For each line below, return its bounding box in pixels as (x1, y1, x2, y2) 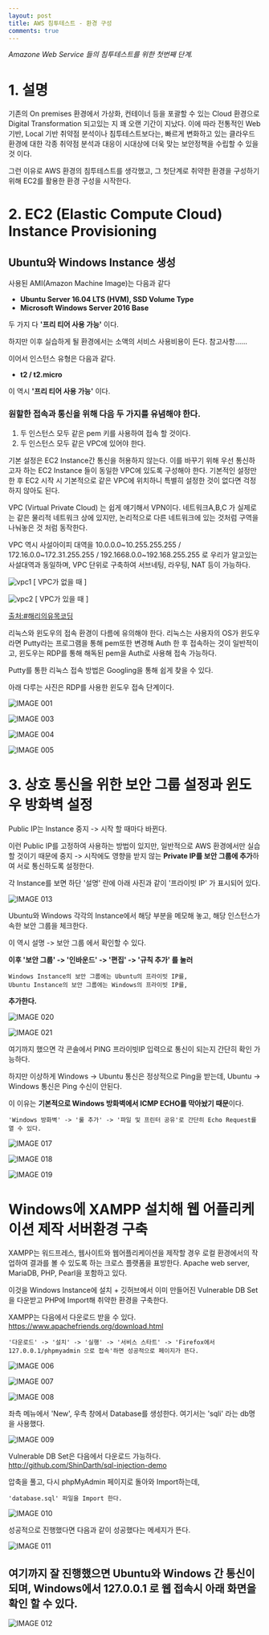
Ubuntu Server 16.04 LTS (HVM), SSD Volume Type (19, 295, 194, 304)
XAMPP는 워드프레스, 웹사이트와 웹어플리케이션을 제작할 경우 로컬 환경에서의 (8, 1248, 251, 1258)
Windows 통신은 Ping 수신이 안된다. (8, 1081, 122, 1091)
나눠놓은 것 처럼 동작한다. (8, 523, 88, 532)
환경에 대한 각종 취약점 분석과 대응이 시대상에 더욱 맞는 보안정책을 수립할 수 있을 (8, 139, 259, 149)
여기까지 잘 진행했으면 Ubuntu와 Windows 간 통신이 (8, 1567, 255, 1580)
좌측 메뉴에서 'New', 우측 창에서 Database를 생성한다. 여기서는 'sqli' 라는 (8, 1409, 238, 1418)
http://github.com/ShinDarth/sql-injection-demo (8, 1461, 167, 1470)
